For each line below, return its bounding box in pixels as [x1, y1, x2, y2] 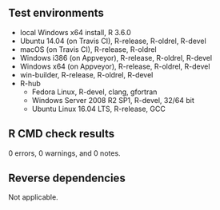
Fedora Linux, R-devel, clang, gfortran [31, 87, 158, 97]
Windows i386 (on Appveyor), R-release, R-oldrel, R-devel [19, 53, 213, 62]
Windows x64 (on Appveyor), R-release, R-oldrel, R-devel [19, 61, 210, 71]
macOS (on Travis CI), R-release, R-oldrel [19, 44, 158, 54]
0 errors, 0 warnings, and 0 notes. [8, 148, 122, 158]
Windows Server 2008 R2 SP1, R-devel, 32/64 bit [31, 95, 194, 105]
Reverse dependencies [8, 172, 126, 185]
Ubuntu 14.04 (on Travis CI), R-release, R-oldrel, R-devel [19, 36, 206, 46]
